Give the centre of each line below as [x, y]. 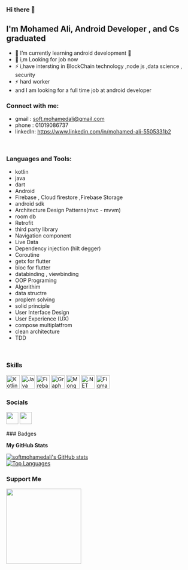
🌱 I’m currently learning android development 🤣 [73, 53]
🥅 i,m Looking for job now [46, 59]
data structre [31, 293]
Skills [14, 365]
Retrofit [24, 223]
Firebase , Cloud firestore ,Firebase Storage [69, 197]
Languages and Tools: [39, 159]
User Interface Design [42, 313]
